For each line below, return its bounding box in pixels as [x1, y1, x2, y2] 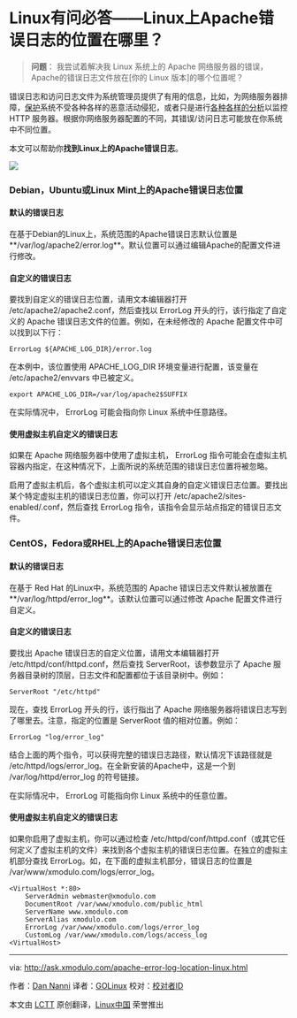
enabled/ [9, 501, 42, 513]
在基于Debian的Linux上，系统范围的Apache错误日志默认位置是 [9, 229, 238, 240]
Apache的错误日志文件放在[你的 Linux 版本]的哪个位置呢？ [30, 72, 245, 82]
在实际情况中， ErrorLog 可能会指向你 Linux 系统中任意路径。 [9, 407, 232, 417]
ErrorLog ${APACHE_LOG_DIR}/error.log [9, 345, 152, 354]
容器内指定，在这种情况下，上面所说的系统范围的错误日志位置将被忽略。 [9, 461, 272, 471]
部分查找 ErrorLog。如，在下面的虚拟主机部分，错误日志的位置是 [16, 855, 253, 866]
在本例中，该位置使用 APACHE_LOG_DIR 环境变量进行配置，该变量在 [9, 362, 259, 372]
